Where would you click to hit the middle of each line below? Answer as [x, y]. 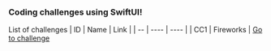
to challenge [29, 38]
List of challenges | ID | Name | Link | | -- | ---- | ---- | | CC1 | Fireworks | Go [135, 30]
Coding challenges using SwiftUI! [75, 12]
